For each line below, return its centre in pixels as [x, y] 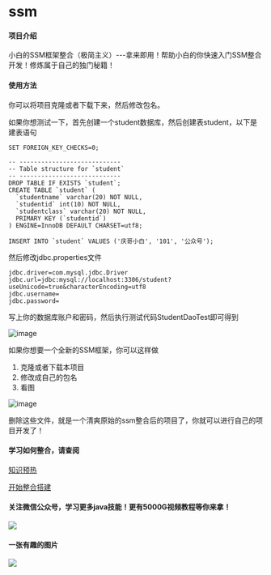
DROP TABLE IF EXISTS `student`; [65, 183]
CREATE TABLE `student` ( [52, 190]
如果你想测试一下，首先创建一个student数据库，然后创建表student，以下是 [133, 122]
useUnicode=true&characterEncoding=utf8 [78, 287]
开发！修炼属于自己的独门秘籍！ [61, 65]
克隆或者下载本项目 [52, 367]
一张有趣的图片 [33, 544]
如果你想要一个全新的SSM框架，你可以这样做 [84, 350]
